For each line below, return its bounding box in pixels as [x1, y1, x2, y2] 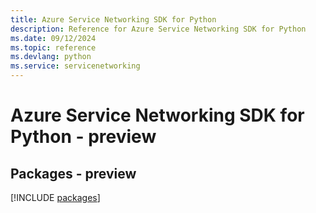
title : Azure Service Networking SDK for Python [10, 14, 217, 25]
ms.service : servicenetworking [10, 61, 141, 71]
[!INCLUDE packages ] [10, 192, 101, 203]
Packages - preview [10, 165, 137, 182]
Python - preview [10, 126, 157, 148]
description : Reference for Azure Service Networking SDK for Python [10, 24, 307, 34]
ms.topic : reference [10, 42, 97, 53]
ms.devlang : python [10, 52, 92, 62]
